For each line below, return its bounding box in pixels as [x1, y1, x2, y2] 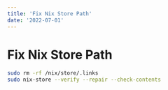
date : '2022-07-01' [7, 17, 64, 24]
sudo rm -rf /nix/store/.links [7, 70, 99, 77]
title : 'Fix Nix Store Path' [7, 10, 92, 17]
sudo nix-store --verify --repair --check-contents [7, 76, 161, 84]
